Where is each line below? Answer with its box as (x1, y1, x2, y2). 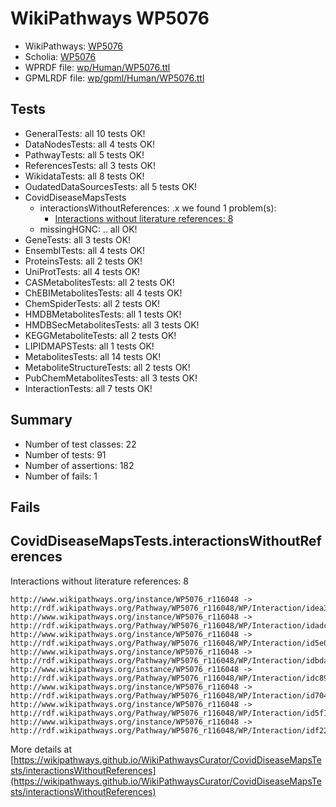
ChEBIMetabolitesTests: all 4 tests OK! (24, 287, 183, 299)
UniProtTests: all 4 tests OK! (24, 265, 141, 277)
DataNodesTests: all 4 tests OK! (24, 138, 156, 150)
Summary (10, 412, 73, 429)
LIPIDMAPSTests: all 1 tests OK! (24, 340, 155, 352)
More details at (10, 743, 72, 755)
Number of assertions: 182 (24, 459, 135, 471)
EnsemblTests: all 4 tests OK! (24, 244, 146, 256)
